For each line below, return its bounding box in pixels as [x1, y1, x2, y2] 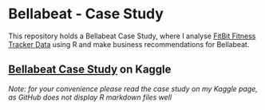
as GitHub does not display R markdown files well [8, 92, 172, 102]
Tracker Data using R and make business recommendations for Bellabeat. [8, 39, 250, 49]
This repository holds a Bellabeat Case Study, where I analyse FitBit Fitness [8, 31, 256, 41]
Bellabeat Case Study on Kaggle [8, 63, 172, 77]
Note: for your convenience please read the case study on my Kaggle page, [8, 84, 258, 93]
